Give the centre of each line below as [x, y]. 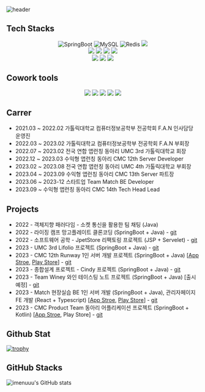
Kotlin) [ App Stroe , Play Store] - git [59, 315]
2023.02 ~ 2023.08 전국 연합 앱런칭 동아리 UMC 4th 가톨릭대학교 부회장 [103, 167]
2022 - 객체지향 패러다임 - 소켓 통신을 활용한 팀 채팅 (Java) [87, 225]
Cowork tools [32, 78]
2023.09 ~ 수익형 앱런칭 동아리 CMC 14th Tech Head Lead [88, 189]
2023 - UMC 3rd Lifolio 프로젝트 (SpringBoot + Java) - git [87, 247]
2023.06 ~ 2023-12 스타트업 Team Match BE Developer [84, 182]
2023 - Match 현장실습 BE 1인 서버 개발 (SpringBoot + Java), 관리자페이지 [105, 292]
